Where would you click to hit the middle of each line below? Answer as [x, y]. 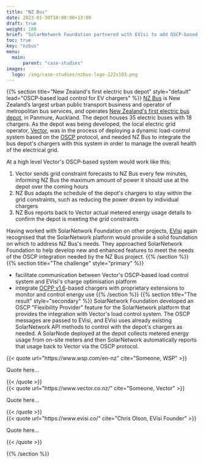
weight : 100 [21, 29]
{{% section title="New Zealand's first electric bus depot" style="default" [99, 92]
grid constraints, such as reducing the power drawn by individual [97, 199]
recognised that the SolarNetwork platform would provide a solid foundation [102, 237]
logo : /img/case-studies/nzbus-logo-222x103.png [75, 74]
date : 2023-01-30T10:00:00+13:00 [49, 18]
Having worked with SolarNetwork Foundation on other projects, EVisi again [102, 231]
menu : [13, 52]
